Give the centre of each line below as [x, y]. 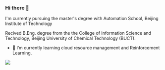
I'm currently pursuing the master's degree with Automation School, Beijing [82, 19]
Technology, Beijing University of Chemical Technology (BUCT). [70, 38]
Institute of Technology [29, 23]
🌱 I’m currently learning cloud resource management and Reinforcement [86, 48]
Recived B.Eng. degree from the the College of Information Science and [78, 33]
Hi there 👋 [17, 8]
